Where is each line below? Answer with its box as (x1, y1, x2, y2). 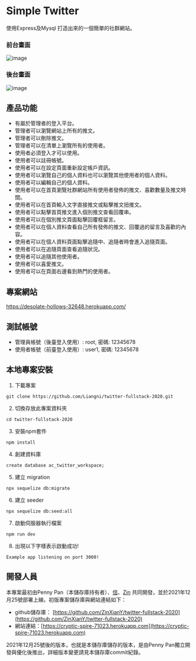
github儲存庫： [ (14, 608, 55, 615)
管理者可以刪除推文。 (14, 134, 67, 142)
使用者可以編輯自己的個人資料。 (14, 179, 93, 186)
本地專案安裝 (6, 365, 53, 375)
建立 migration (14, 473, 50, 480)
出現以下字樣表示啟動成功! (14, 542, 79, 549)
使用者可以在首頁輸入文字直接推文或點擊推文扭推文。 (14, 201, 145, 208)
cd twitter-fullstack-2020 (6, 416, 73, 422)
